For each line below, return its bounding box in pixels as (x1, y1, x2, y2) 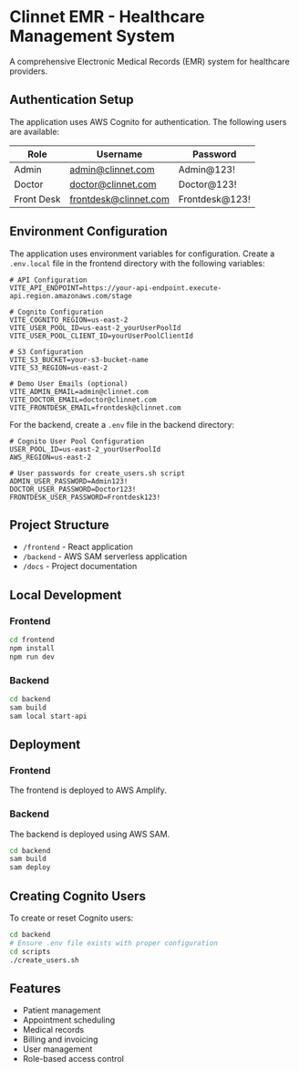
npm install (9, 643, 55, 653)
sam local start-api (9, 712, 88, 721)
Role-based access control (22, 1054, 125, 1065)
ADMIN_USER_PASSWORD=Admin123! (9, 476, 129, 485)
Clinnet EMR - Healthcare (9, 6, 205, 27)
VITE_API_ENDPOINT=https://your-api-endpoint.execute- (9, 283, 222, 293)
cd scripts (9, 947, 51, 956)
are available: (9, 126, 60, 137)
